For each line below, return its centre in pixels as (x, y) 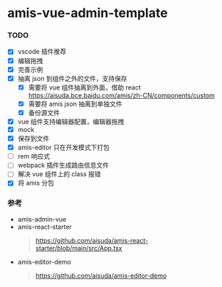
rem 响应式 (34, 156)
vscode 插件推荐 (42, 52)
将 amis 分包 (36, 183)
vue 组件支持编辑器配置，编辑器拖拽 (71, 121)
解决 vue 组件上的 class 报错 (59, 174)
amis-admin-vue (42, 219)
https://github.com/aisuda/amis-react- (92, 240)
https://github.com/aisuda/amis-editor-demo (101, 276)
